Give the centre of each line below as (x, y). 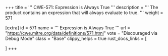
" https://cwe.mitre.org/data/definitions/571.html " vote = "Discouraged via (81, 33)
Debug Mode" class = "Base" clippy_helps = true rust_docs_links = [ (76, 38)
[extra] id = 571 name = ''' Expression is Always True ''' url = (68, 28)
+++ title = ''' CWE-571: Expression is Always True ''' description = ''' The (82, 7)
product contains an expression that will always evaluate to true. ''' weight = (84, 13)
